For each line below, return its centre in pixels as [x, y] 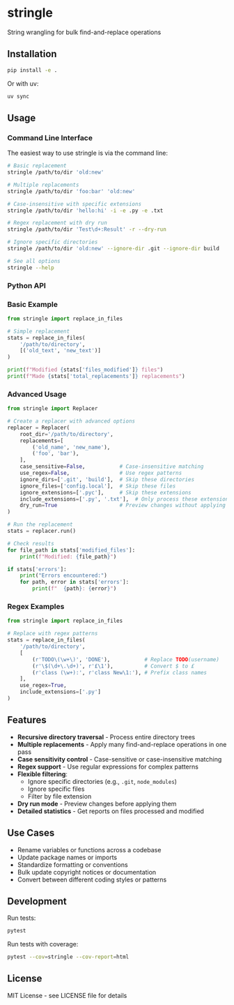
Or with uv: [23, 83]
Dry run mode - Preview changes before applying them [97, 803]
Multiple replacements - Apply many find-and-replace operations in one [122, 744]
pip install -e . [32, 70]
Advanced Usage [37, 394]
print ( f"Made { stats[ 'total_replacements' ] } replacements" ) [96, 377]
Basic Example [32, 304]
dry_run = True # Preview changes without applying [123, 506]
